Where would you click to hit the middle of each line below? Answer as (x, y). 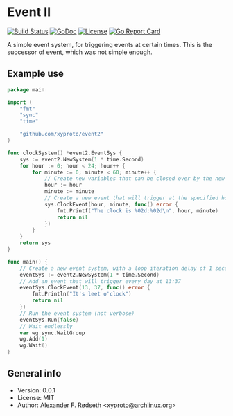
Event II (29, 12)
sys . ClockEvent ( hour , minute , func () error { (111, 204)
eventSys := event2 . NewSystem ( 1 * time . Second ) (89, 275)
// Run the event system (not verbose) (77, 313)
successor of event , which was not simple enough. (80, 52)
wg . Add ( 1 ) (34, 339)
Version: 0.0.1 (36, 390)
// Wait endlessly (46, 326)
